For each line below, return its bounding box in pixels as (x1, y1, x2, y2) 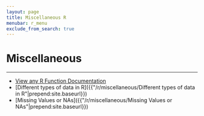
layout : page (6, 8, 39, 15)
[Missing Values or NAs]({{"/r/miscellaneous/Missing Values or (15, 97, 172, 104)
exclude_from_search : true (6, 25, 75, 32)
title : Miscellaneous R (6, 14, 67, 21)
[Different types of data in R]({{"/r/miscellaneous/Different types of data (15, 84, 195, 91)
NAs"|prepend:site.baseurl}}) (15, 103, 89, 111)
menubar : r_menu (6, 20, 47, 26)
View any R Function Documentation (15, 77, 106, 85)
